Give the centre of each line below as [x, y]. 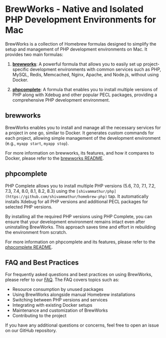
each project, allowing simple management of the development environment [83, 138]
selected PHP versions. [29, 207]
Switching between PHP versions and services [60, 300]
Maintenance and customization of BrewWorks [60, 310]
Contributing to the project [39, 316]
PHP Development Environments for [81, 20]
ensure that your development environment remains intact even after [75, 222]
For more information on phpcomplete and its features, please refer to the [80, 242]
